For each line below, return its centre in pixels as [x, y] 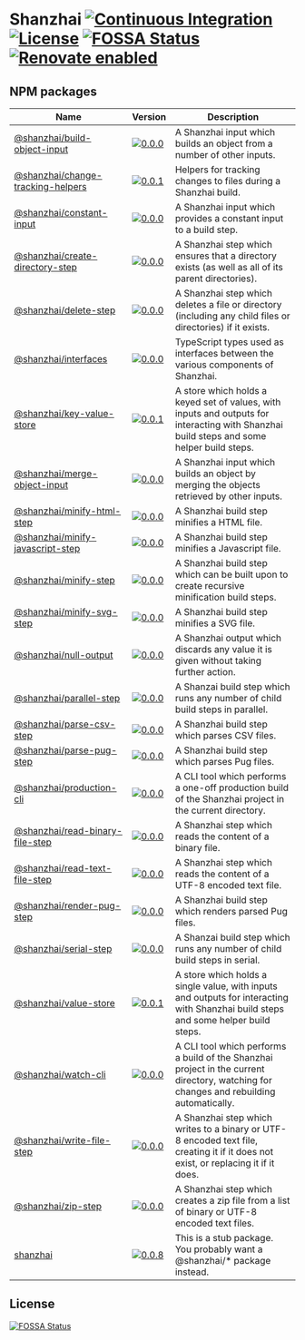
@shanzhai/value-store [64, 1003]
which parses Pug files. [225, 762]
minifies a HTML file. [219, 522]
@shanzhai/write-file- [63, 1140]
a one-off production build [231, 787]
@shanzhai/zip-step [58, 1206]
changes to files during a [228, 181]
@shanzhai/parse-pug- [66, 750]
